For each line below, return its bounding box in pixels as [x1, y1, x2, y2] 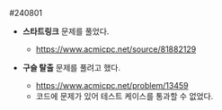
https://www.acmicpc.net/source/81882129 [35, 44, 197, 55]
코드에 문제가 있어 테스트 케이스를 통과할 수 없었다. [35, 91, 214, 101]
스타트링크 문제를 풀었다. [22, 26, 110, 37]
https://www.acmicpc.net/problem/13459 [35, 80, 189, 90]
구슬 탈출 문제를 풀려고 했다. [22, 63, 121, 72]
